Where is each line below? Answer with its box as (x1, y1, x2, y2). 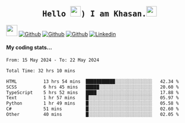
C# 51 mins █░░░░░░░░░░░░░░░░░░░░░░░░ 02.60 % (6, 106, 179, 112)
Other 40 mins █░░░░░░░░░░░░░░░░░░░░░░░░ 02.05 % (6, 112, 179, 118)
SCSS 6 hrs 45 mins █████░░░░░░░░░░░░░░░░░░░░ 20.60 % (6, 84, 179, 90)
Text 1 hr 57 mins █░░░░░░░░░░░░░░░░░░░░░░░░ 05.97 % (6, 95, 179, 101)
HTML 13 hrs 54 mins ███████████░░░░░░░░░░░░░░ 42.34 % (6, 78, 179, 85)
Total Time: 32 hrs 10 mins (6, 67, 76, 74)
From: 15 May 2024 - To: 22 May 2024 (6, 57, 100, 63)
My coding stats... (6, 44, 52, 51)
